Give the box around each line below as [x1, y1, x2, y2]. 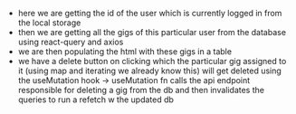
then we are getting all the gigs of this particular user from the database [17, 27, 287, 37]
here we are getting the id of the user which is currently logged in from [17, 8, 282, 18]
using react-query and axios [17, 36, 124, 47]
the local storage [17, 17, 81, 28]
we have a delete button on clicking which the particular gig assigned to [17, 56, 287, 66]
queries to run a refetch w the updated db [17, 94, 175, 105]
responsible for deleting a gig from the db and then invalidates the [17, 85, 265, 95]
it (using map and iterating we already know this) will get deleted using [17, 65, 282, 76]
